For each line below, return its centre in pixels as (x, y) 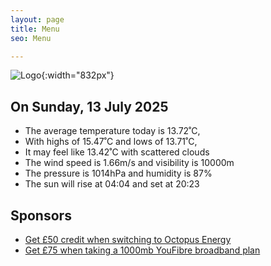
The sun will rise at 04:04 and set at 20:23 (112, 184)
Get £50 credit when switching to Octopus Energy (128, 239)
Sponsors (41, 215)
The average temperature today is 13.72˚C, (112, 131)
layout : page (37, 19)
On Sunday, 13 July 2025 (89, 106)
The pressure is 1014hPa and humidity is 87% (118, 173)
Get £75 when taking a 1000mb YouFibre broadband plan (142, 250)
